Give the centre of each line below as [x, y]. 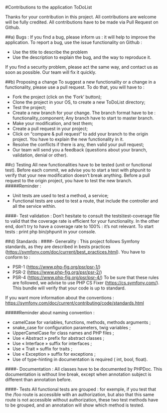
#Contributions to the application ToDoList [49, 7]
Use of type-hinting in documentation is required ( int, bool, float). [80, 359]
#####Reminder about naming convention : [50, 313]
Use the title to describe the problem [50, 52]
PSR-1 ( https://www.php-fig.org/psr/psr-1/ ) [56, 267]
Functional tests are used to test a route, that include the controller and [85, 201]
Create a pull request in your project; [50, 129]
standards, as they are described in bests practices [58, 247]
